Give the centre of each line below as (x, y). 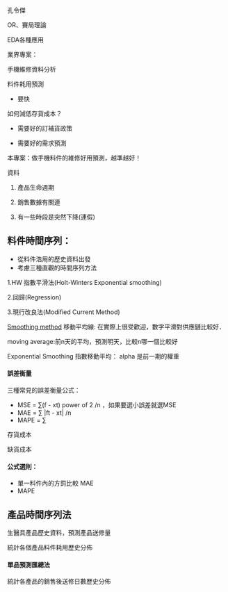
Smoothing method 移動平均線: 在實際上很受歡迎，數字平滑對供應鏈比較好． (116, 327)
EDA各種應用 (25, 40)
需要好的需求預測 (42, 143)
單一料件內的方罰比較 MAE (55, 483)
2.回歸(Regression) (34, 297)
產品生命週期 (35, 187)
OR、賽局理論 (27, 25)
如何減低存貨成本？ (35, 114)
